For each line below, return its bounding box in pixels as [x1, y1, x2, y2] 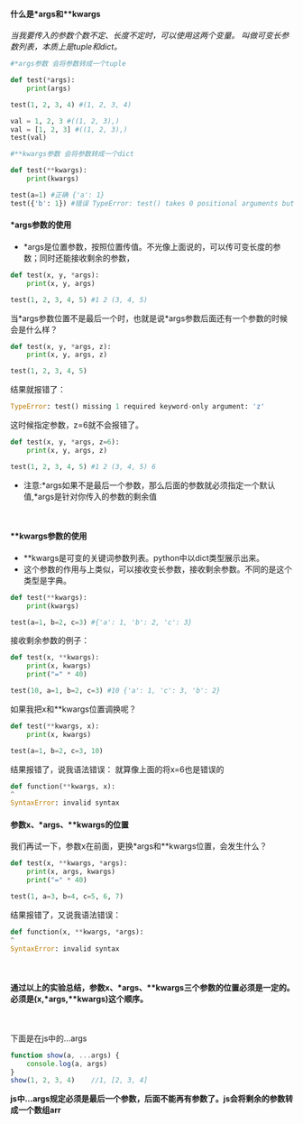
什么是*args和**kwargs [10, 8, 101, 19]
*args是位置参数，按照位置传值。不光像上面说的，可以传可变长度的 [23, 241, 273, 252]
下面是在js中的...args [10, 1033, 87, 1044]
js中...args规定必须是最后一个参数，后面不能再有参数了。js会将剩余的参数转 [10, 1093, 294, 1104]
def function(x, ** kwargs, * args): [10, 927, 144, 936]
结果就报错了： [10, 384, 66, 395]
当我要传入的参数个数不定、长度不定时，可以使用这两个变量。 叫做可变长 [10, 30, 281, 41]
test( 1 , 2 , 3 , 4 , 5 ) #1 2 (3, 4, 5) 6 [10, 462, 156, 471]
